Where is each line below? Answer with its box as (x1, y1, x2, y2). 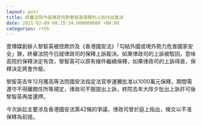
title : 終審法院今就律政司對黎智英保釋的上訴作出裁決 (6, 14, 124, 20)
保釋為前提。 (6, 113, 38, 121)
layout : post (6, 8, 39, 15)
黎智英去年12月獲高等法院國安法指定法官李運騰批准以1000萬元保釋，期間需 (6, 78, 192, 85)
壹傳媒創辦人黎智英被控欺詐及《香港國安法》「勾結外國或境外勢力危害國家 (6, 43, 188, 50)
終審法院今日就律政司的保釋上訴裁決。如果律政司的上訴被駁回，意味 (26, 50, 196, 58)
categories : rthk (6, 25, 50, 32)
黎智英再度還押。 (6, 93, 49, 100)
